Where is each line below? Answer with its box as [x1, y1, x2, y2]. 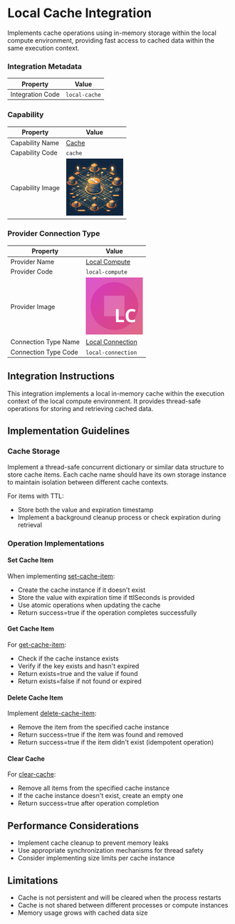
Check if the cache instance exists [17, 654, 119, 663]
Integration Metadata [7, 61, 83, 71]
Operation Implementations [7, 538, 105, 548]
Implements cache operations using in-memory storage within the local [7, 28, 217, 37]
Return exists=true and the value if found [17, 669, 138, 678]
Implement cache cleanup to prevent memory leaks [17, 839, 169, 847]
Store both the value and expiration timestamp [17, 505, 154, 514]
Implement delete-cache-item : [7, 709, 97, 717]
